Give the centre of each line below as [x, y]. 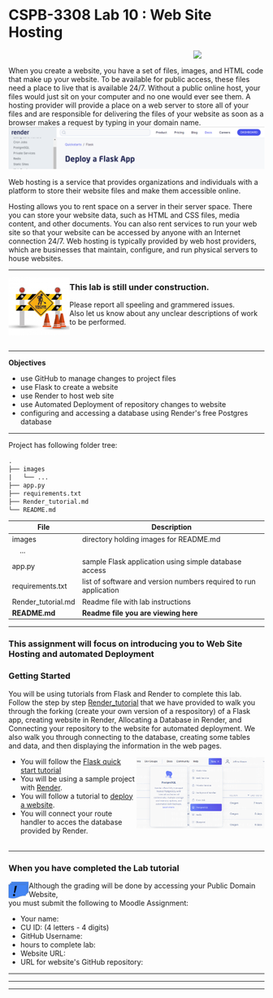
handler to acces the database [71, 822]
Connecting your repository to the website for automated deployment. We [132, 728]
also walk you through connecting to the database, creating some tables [129, 737]
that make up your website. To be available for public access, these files [129, 79]
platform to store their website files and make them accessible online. [125, 190]
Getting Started [39, 676]
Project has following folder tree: [63, 444]
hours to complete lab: [58, 944]
